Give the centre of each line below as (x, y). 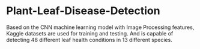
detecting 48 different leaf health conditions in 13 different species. (89, 40)
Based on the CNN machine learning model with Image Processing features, (100, 27)
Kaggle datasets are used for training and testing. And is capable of (90, 33)
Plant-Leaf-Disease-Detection (83, 11)
